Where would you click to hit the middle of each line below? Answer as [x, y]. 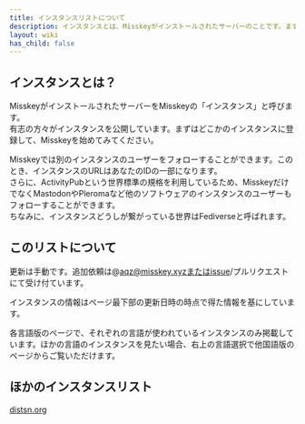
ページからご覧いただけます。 [65, 355]
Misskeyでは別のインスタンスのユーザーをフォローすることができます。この [151, 159]
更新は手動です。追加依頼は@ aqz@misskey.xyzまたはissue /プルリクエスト [149, 271]
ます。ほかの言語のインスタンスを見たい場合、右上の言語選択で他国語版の [156, 344]
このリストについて [63, 248]
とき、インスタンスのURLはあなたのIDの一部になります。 [116, 171]
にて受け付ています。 [49, 282]
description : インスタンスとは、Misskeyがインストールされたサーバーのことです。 [148, 26]
